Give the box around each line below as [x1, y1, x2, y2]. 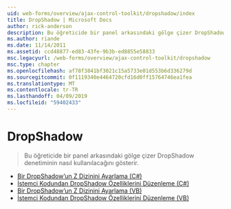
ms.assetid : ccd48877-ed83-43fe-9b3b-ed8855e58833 [7, 49, 155, 56]
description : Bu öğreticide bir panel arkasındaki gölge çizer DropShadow [7, 29, 226, 36]
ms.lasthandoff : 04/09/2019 [7, 93, 88, 100]
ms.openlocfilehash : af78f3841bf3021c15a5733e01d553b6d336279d [7, 67, 192, 74]
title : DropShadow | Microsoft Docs [7, 16, 112, 23]
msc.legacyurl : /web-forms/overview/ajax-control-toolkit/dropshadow [7, 55, 211, 62]
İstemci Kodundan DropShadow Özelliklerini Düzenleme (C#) [16, 179, 190, 187]
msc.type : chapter [7, 61, 60, 68]
